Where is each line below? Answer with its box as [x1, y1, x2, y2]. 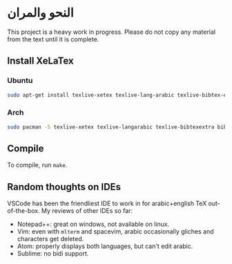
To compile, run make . [7, 161, 68, 169]
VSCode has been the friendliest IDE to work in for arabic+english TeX [7, 199, 207, 208]
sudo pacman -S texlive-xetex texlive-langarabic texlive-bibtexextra [7, 123, 215, 131]
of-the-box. [7, 207, 40, 215]
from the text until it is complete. [7, 35, 99, 43]
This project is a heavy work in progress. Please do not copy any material [7, 28, 216, 36]
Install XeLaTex [7, 55, 74, 67]
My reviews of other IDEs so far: [41, 207, 133, 215]
